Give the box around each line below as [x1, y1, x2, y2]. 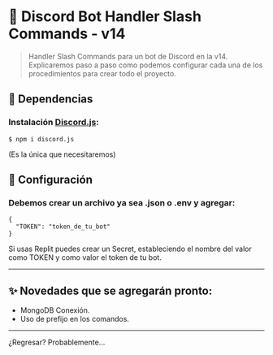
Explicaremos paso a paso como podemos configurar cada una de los [28, 60, 263, 70]
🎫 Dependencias [8, 93, 93, 106]
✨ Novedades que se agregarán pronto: [8, 284, 213, 297]
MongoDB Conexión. [19, 305, 90, 315]
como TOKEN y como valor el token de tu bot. [8, 253, 162, 262]
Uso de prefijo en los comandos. [19, 314, 130, 324]
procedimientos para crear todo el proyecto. [28, 68, 176, 78]
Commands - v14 [8, 24, 126, 43]
